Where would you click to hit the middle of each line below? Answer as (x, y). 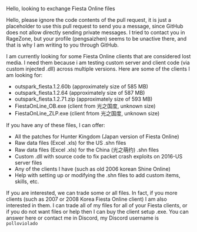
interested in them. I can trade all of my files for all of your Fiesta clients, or (97, 205)
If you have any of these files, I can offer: (56, 125)
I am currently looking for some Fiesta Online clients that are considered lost (98, 56)
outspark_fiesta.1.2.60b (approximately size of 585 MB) (81, 87)
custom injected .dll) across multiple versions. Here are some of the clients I (98, 69)
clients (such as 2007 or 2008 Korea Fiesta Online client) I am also (87, 199)
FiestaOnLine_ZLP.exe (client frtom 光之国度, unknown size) (87, 113)
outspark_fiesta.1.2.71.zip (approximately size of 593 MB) (84, 99)
